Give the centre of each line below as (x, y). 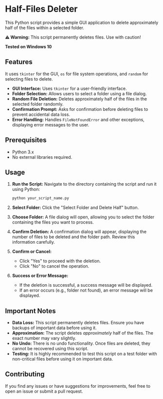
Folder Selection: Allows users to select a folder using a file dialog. (79, 93)
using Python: (26, 189)
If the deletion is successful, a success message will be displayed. (86, 285)
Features (19, 62)
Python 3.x (23, 152)
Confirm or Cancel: (32, 252)
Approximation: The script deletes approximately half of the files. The (82, 333)
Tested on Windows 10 (28, 46)
